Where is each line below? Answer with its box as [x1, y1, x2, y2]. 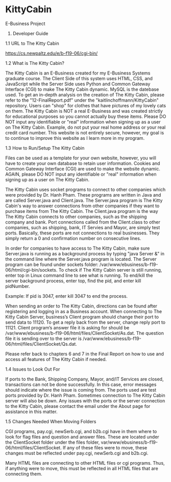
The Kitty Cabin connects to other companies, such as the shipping [5, 213, 147, 220]
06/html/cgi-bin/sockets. [5, 267, 58, 273]
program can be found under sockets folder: [5, 261, 99, 268]
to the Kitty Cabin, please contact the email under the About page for [5, 403, 151, 409]
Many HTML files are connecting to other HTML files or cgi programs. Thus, [5, 460, 165, 466]
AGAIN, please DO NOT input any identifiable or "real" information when [5, 171, 157, 177]
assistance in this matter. [5, 408, 58, 415]
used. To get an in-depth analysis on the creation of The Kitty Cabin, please [5, 91, 165, 98]
